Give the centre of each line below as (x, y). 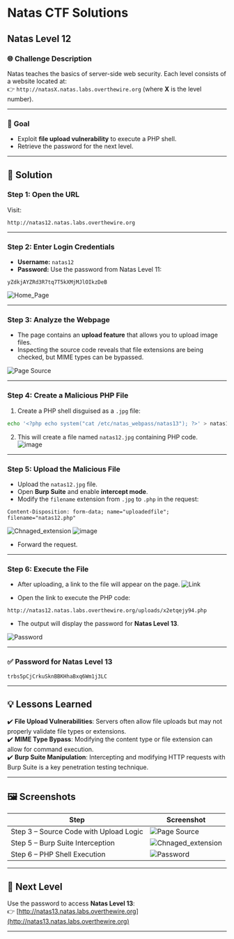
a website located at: (37, 81)
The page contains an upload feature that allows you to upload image (117, 335)
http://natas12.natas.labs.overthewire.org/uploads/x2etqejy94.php (107, 611)
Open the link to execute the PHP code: (74, 598)
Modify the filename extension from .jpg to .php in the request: (108, 499)
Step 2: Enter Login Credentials (61, 247)
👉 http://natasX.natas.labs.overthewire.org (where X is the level (104, 89)
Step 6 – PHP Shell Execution (58, 854)
